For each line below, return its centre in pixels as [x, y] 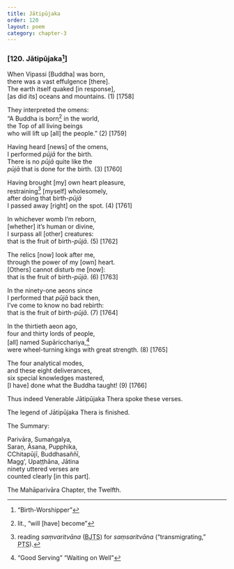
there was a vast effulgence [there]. [58, 81]
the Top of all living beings [45, 125]
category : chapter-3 [37, 33]
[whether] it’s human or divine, [51, 226]
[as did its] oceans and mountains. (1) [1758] [71, 96]
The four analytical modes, [46, 363]
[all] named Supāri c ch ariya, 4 [48, 342]
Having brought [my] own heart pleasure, [67, 182]
